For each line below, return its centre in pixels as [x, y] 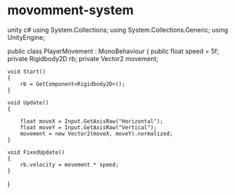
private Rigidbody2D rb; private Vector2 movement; [83, 58]
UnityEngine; [26, 37]
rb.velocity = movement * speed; [70, 165]
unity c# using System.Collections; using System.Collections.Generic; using [118, 30]
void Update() [28, 102]
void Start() [27, 72]
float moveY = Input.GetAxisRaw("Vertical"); [89, 127]
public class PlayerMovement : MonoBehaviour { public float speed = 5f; [113, 51]
